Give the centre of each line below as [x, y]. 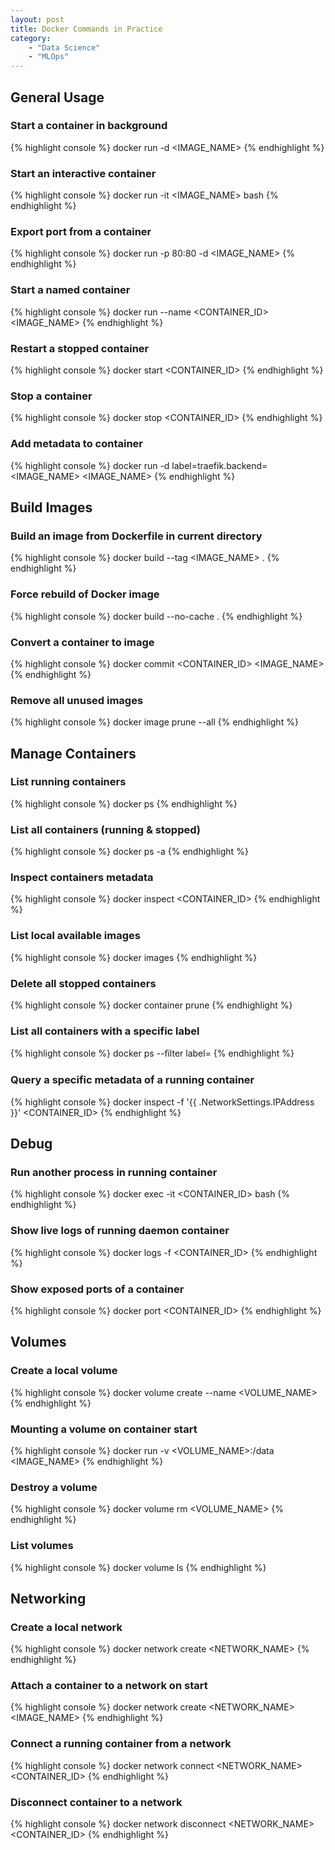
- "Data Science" [64, 47]
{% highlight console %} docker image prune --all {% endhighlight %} [154, 722]
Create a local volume [64, 1371]
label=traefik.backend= [219, 465]
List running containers [68, 782]
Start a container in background [89, 126]
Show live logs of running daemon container [120, 1231]
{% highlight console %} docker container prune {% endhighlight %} [151, 1005]
